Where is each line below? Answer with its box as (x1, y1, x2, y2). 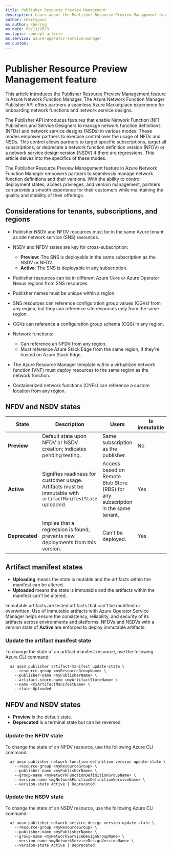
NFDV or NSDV (42, 439, 78, 446)
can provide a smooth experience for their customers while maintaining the (5, 186, 164, 193)
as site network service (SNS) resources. (12, 234, 100, 240)
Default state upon (42, 433, 87, 440)
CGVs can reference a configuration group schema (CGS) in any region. (12, 321, 164, 327)
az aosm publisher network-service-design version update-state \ (10, 820, 155, 825)
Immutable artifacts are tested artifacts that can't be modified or (5, 603, 141, 609)
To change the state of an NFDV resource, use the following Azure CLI (5, 743, 154, 750)
